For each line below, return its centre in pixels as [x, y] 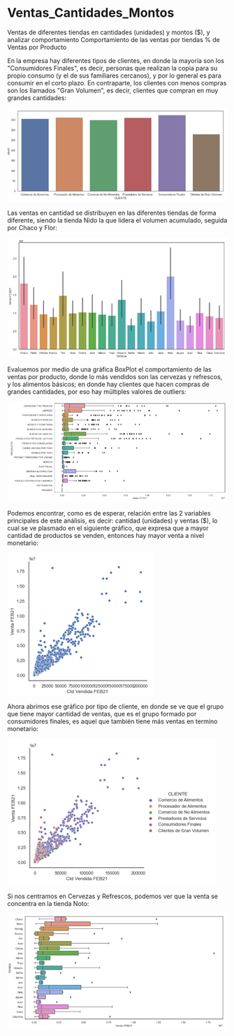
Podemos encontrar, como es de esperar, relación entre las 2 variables [109, 513]
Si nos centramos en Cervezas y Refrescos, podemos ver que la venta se [113, 896]
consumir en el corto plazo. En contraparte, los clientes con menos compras [117, 83]
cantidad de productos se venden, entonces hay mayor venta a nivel [106, 535]
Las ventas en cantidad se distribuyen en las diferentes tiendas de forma [112, 213]
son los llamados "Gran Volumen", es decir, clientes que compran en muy [113, 90]
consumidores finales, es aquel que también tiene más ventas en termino [112, 721]
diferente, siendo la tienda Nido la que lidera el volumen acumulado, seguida [117, 220]
